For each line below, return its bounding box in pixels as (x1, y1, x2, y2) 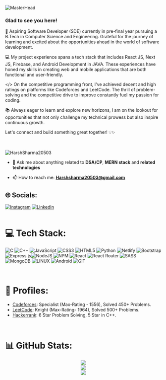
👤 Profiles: (5, 285, 49, 297)
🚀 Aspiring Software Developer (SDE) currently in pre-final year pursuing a (5, 28, 157, 34)
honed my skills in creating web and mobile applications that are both (5, 67, 147, 73)
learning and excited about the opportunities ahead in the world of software (5, 39, 160, 45)
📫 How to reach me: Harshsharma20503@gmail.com (12, 174, 125, 181)
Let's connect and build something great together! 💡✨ (5, 129, 115, 135)
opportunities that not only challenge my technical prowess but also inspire (5, 114, 159, 120)
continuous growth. (5, 120, 45, 126)
